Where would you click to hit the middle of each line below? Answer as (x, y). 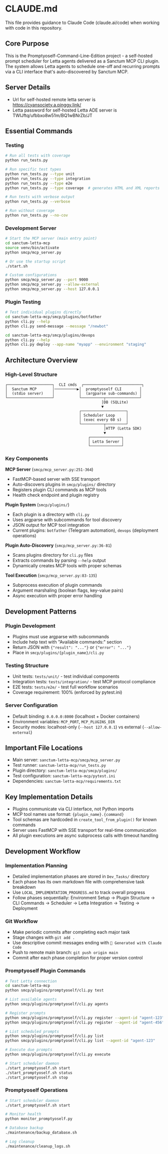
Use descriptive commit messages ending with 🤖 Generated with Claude (87, 943)
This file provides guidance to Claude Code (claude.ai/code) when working (82, 23)
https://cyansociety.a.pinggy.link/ (47, 105)
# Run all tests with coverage (38, 156)
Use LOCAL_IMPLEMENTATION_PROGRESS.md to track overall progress (79, 892)
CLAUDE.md (31, 9)
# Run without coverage (30, 211)
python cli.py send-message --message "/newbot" (57, 326)
